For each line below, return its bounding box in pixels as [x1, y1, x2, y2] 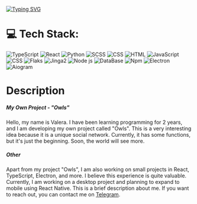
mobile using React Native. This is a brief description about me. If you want [6, 185, 189, 192]
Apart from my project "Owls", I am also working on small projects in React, [6, 166, 189, 173]
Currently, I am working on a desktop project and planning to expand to [6, 179, 180, 186]
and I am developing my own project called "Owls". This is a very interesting [6, 125, 192, 132]
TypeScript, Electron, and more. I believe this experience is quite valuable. [6, 172, 187, 179]
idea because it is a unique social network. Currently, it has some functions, [6, 131, 191, 139]
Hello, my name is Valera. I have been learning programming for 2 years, [6, 119, 182, 126]
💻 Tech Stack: [6, 27, 79, 41]
